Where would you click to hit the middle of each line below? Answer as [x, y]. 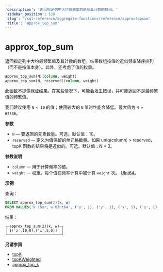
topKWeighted [26, 259]
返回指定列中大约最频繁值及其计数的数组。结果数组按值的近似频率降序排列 [79, 61]
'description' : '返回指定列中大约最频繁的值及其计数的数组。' [61, 9]
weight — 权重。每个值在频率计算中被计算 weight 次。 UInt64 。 [75, 172]
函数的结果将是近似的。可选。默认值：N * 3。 [69, 146]
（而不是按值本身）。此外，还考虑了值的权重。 [51, 67]
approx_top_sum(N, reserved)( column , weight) [52, 81]
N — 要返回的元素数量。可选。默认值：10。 [55, 134]
